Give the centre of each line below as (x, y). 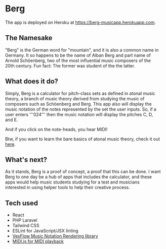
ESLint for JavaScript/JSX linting (45, 231)
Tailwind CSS (26, 226)
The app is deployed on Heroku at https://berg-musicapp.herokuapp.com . (81, 22)
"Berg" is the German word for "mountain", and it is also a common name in (82, 50)
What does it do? (32, 82)
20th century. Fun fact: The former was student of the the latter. (70, 65)
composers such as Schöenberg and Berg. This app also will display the (79, 104)
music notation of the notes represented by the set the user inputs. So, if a (81, 109)
